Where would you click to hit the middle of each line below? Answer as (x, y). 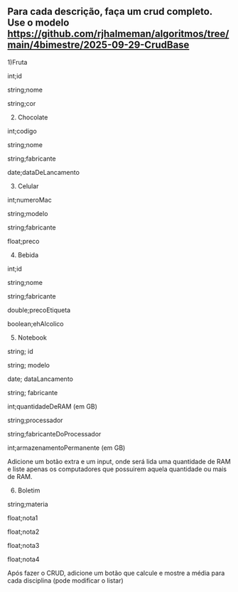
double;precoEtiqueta (39, 310)
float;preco (23, 241)
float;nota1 (23, 517)
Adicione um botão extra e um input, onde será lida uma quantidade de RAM (119, 461)
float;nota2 (23, 532)
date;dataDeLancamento (44, 172)
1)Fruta (17, 62)
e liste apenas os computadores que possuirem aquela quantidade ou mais (117, 469)
